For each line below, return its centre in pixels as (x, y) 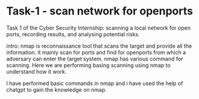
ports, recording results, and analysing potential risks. (73, 34)
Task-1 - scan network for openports (99, 11)
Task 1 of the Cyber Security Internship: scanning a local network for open (99, 28)
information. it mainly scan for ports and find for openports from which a (96, 52)
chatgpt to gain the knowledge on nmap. (57, 89)
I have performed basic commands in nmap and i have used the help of (95, 83)
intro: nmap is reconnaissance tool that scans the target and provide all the (99, 46)
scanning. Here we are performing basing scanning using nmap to (88, 65)
